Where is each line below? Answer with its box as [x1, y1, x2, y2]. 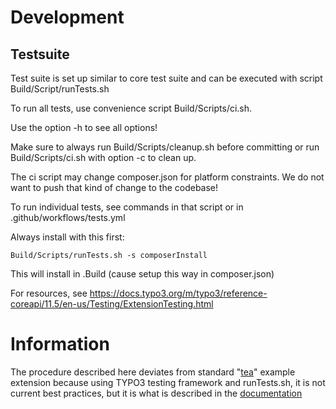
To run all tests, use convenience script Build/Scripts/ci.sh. [10, 102, 253, 114]
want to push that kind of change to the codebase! [10, 182, 219, 193]
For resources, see [10, 287, 88, 299]
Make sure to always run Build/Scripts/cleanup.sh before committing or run [10, 141, 320, 153]
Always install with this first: [10, 231, 125, 243]
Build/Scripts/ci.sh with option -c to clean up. [10, 152, 197, 163]
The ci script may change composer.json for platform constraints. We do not [10, 171, 325, 183]
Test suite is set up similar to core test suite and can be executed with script [10, 72, 323, 84]
